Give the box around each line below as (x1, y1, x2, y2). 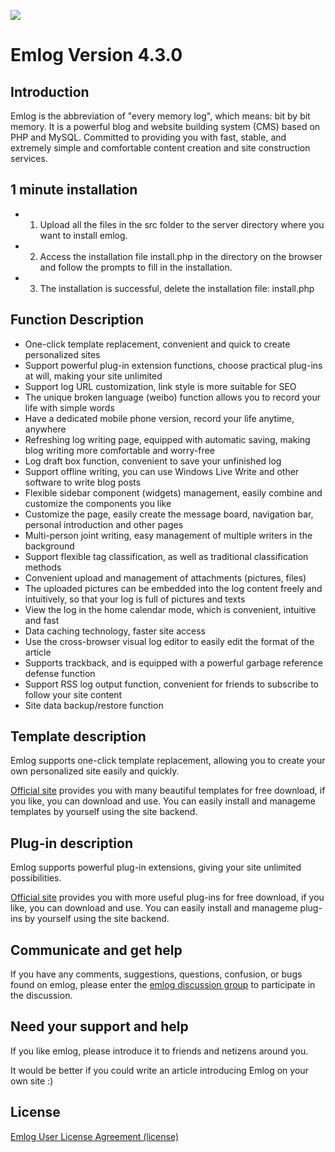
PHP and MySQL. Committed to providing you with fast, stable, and (10, 131, 287, 143)
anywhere (24, 423, 67, 435)
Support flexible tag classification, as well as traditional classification (24, 550, 309, 562)
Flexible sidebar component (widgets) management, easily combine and (24, 486, 323, 499)
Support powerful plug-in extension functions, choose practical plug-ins (24, 359, 323, 371)
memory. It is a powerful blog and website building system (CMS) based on (10, 121, 321, 132)
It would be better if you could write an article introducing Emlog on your (10, 1064, 309, 1076)
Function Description (10, 311, 145, 329)
